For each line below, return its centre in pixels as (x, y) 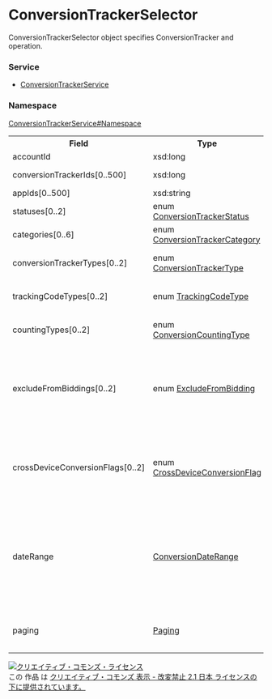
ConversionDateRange (195, 556)
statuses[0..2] (39, 211)
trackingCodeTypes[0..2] (60, 296)
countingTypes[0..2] (51, 330)
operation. (25, 45)
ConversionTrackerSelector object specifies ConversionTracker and (121, 37)
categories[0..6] (43, 234)
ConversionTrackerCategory (206, 239)
